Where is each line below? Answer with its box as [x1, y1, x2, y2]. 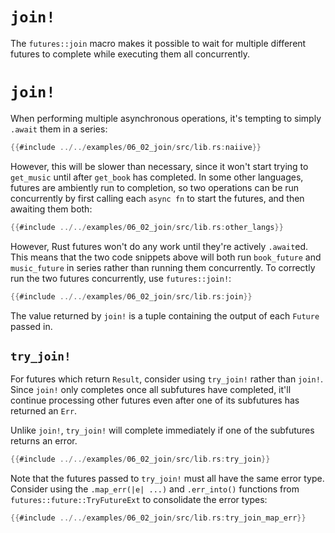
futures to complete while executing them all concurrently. [10, 48, 250, 60]
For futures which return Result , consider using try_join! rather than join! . [10, 373, 323, 385]
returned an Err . [10, 405, 78, 417]
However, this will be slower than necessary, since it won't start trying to [10, 160, 309, 172]
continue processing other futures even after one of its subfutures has [10, 394, 300, 407]
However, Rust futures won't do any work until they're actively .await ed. [10, 240, 309, 252]
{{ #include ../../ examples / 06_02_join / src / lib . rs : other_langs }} [10, 222, 284, 232]
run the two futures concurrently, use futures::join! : [10, 272, 232, 284]
